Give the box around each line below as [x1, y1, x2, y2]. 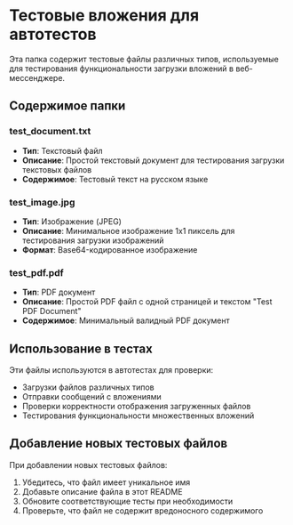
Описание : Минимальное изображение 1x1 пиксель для [21, 225, 235, 236]
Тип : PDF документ [21, 287, 96, 298]
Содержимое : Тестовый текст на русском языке [21, 174, 209, 184]
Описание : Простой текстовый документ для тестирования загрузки [21, 155, 285, 166]
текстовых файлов [21, 164, 92, 174]
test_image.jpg [9, 196, 75, 208]
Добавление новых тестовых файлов [9, 436, 228, 451]
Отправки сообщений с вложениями [21, 392, 162, 402]
